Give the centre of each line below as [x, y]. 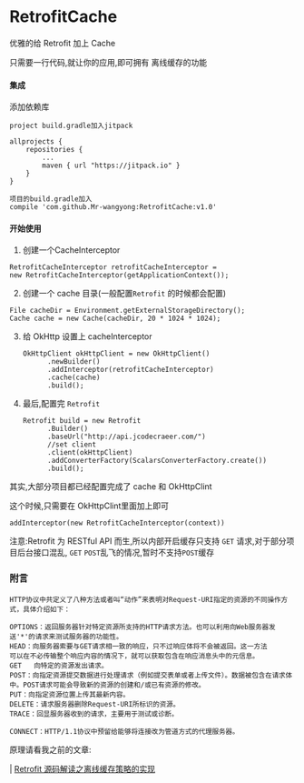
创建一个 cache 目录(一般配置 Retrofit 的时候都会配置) [124, 294]
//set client [72, 445]
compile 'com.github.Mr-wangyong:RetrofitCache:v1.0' [113, 207]
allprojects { [36, 142]
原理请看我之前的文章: [51, 749]
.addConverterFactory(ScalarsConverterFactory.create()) [157, 461]
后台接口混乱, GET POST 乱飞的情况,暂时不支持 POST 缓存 [116, 553]
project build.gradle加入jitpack [71, 126]
